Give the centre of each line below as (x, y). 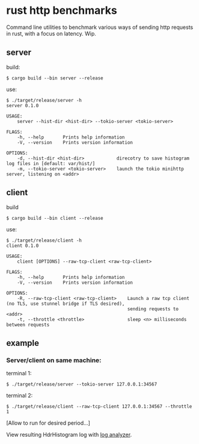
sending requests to (153, 309)
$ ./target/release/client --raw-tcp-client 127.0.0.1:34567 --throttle (99, 407)
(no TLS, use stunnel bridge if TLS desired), (66, 304)
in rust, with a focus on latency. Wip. (51, 33)
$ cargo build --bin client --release (55, 218)
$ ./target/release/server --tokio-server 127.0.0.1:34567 (82, 384)
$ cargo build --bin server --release (55, 78)
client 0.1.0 (23, 245)
